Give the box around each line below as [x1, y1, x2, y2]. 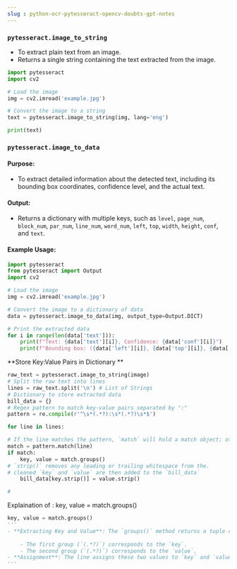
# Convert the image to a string [7, 107, 106, 115]
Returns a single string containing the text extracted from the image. [17, 55, 217, 63]
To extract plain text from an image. [17, 47, 121, 56]
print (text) [7, 127, 42, 134]
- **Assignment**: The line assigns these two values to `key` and [7, 554, 210, 561]
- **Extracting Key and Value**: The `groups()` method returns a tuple [7, 527, 226, 534]
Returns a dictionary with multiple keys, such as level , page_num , [17, 214, 205, 223]
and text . [17, 229, 46, 238]
